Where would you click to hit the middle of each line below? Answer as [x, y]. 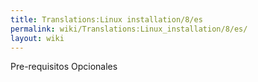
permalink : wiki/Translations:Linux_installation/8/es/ [129, 29]
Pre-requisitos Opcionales [64, 67]
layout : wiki [37, 38]
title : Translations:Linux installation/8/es [106, 19]
